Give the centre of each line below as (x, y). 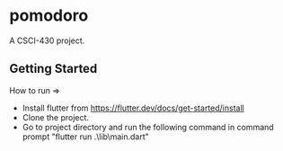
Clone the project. (56, 117)
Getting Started (53, 69)
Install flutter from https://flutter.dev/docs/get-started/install (133, 108)
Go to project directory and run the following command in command (148, 127)
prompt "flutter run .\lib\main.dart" (86, 137)
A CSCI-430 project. (47, 40)
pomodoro (49, 16)
